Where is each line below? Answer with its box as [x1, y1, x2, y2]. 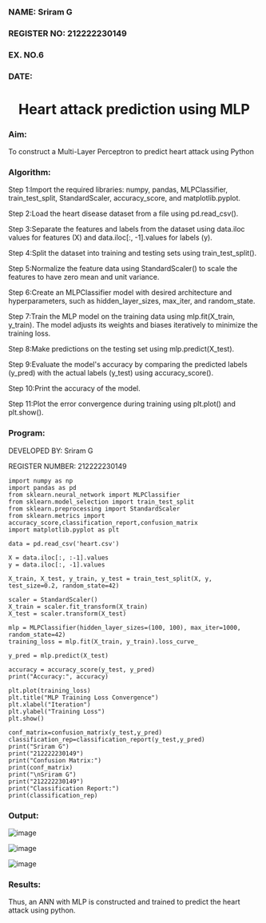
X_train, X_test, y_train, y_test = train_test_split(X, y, [8, 575, 213, 583]
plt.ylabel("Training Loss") [8, 707, 105, 715]
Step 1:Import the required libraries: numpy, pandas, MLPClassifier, [8, 185, 228, 194]
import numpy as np [8, 476, 73, 485]
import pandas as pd [8, 483, 77, 491]
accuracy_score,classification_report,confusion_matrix [8, 519, 198, 527]
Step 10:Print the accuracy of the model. [8, 384, 141, 393]
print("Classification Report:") [8, 784, 120, 793]
